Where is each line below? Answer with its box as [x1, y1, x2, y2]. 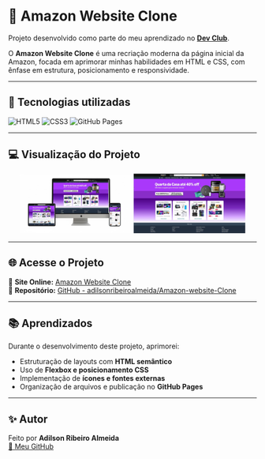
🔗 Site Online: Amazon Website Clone [8, 277, 132, 287]
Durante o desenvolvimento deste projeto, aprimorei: [8, 341, 180, 351]
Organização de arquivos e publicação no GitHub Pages [19, 382, 203, 392]
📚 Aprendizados [8, 316, 93, 330]
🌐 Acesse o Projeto [8, 256, 104, 269]
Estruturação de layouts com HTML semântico [19, 357, 173, 367]
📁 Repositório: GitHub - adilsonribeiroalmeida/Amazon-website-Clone [8, 285, 237, 295]
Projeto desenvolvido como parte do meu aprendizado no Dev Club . [8, 33, 230, 43]
